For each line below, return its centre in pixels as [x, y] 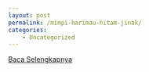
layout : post [29, 15]
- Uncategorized [49, 37]
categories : [27, 30]
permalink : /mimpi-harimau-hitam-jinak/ [75, 23]
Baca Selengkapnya [40, 59]
